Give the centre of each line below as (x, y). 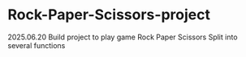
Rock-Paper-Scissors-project (109, 15)
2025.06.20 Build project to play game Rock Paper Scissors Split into (123, 37)
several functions (37, 45)
